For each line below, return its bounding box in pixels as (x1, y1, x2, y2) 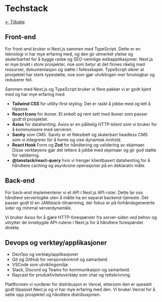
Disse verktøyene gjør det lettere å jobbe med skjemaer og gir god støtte (12, 147, 157, 153)
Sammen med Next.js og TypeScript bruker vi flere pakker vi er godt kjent (5, 86, 151, 92)
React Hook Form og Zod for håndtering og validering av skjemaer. (12, 142, 146, 148)
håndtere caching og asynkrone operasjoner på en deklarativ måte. (12, 162, 146, 168)
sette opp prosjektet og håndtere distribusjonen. (5, 292, 101, 298)
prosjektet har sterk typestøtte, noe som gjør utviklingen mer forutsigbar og (5, 71, 155, 78)
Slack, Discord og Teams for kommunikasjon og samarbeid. (12, 267, 131, 273)
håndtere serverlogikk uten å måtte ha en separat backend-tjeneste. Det (5, 194, 148, 200)
